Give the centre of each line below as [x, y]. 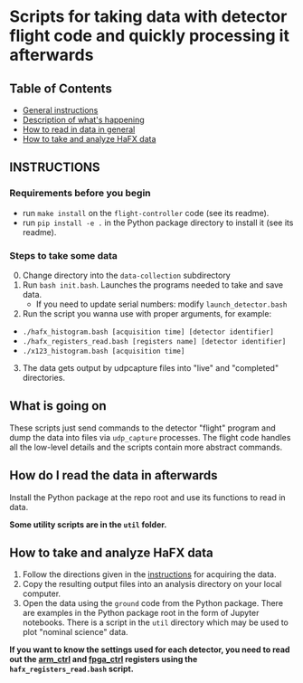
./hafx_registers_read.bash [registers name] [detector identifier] [154, 341]
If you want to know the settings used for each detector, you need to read [150, 650]
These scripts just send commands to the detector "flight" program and [142, 428]
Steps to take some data [63, 255]
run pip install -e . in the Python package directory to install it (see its [158, 223]
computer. [42, 593]
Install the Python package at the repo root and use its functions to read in [148, 497]
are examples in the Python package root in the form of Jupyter [141, 613]
